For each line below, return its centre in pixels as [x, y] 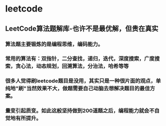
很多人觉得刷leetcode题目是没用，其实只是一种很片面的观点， [80, 81]
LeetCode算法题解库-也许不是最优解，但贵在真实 [82, 28]
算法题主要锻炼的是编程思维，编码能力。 [54, 44]
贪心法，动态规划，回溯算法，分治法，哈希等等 [72, 66]
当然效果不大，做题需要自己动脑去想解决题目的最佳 [88, 88]
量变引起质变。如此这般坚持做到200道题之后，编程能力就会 [77, 111]
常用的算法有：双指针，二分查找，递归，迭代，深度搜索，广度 [80, 59]
